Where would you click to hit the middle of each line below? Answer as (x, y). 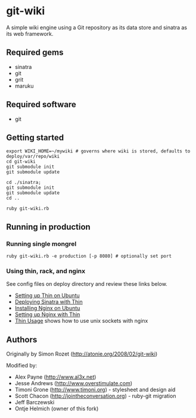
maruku (24, 86)
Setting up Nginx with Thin (47, 314)
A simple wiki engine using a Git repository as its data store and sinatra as (97, 27)
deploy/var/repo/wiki (33, 157)
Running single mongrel (41, 244)
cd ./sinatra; (24, 183)
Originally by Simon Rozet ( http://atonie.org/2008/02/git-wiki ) (82, 354)
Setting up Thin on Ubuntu (47, 295)
